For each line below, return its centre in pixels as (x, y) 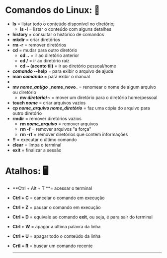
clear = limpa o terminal (37, 145)
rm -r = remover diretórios (39, 45)
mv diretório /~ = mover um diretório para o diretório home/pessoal (88, 97)
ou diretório (24, 92)
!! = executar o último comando (44, 139)
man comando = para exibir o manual (51, 76)
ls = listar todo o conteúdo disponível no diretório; (64, 24)
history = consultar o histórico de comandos (58, 34)
